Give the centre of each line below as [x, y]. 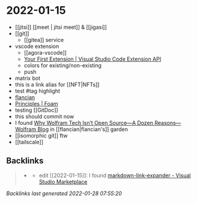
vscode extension [37, 46]
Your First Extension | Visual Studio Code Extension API [92, 59]
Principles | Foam [36, 103]
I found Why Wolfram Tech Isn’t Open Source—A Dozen [84, 123]
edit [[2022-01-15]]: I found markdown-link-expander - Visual [115, 175]
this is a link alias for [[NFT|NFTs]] [57, 84]
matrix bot [28, 78]
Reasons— [168, 123]
